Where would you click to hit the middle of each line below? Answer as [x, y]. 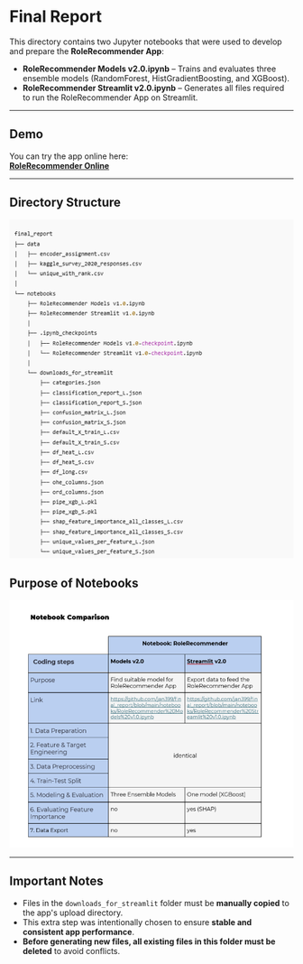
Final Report [55, 17]
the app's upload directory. [73, 913]
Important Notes [56, 881]
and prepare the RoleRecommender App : [87, 51]
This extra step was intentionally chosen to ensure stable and [137, 922]
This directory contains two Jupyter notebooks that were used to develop [146, 42]
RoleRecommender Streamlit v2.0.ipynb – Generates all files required [153, 88]
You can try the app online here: [69, 156]
